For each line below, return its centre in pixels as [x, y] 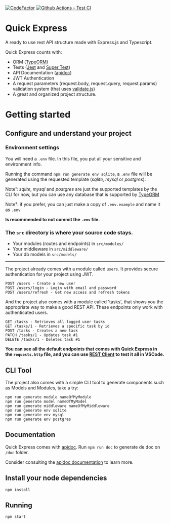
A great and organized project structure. [54, 94]
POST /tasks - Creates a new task [42, 331]
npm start [16, 517]
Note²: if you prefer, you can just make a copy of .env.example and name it [83, 204]
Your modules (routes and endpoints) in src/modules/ [68, 244]
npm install [18, 490]
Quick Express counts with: [34, 52]
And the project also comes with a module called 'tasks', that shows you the [84, 302]
